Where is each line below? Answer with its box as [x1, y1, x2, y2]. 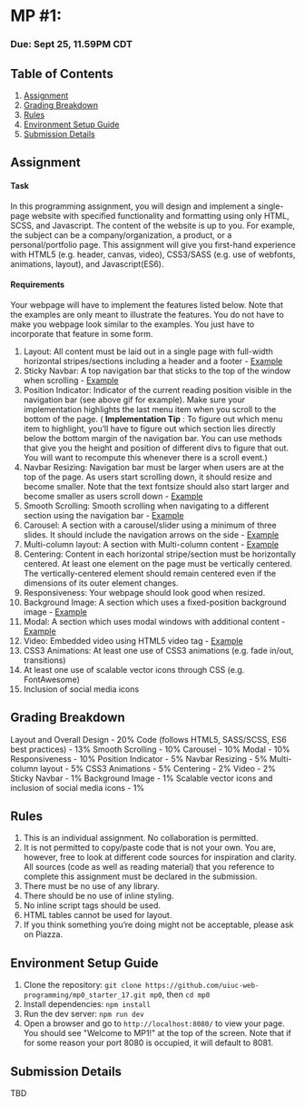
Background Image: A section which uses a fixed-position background [23, 597, 287, 607]
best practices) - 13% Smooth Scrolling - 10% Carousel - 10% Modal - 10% [10, 744, 290, 755]
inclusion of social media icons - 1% [10, 782, 144, 793]
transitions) [23, 655, 66, 666]
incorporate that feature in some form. [10, 328, 153, 339]
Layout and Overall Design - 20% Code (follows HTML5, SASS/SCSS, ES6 [10, 734, 287, 745]
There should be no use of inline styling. [23, 891, 174, 902]
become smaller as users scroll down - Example [23, 490, 203, 501]
